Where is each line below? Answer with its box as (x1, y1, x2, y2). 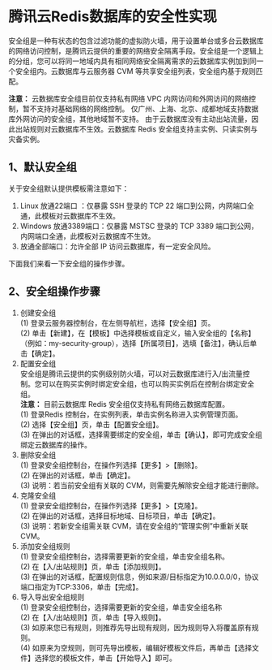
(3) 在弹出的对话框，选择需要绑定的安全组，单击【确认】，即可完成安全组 (19, 430, 263, 439)
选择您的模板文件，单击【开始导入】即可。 (34, 653, 176, 663)
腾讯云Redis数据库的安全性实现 (8, 7, 217, 26)
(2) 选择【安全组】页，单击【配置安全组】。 (19, 419, 164, 429)
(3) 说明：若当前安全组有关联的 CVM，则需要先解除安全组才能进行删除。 (19, 480, 264, 490)
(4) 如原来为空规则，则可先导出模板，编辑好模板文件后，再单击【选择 (19, 642, 253, 652)
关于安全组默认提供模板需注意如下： (8, 184, 130, 193)
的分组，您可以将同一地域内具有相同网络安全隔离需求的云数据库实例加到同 (8, 56, 257, 66)
